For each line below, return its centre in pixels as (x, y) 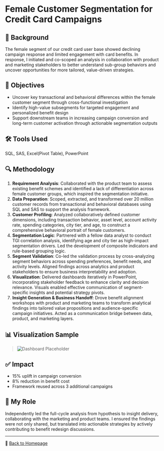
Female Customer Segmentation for (79, 9)
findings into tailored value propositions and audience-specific (75, 308)
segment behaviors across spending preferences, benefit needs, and (82, 261)
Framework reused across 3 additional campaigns (62, 386)
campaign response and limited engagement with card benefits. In (72, 54)
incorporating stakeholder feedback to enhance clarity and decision (80, 282)
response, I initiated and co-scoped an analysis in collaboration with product (82, 59)
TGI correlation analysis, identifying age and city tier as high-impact (80, 241)
